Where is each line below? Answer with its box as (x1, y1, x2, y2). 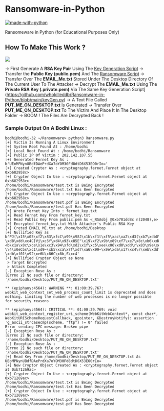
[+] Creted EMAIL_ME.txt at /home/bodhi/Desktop (5, 226, 106, 231)
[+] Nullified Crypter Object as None (5, 256, 84, 261)
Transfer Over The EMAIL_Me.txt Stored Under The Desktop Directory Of (5, 76, 153, 82)
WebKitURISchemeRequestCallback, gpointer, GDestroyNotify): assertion (5, 316, 154, 321)
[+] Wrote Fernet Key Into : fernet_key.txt (5, 209, 97, 214)
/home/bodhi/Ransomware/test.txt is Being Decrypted (5, 380, 115, 385)
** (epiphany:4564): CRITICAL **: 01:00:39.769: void (5, 307, 117, 312)
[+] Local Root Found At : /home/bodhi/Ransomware (5, 148, 110, 154)
